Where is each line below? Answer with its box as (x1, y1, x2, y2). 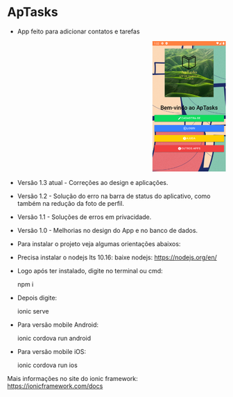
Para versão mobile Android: (17, 321, 99, 329)
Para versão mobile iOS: (17, 347, 87, 355)
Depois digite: (17, 293, 58, 302)
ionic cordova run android (17, 334, 92, 342)
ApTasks (7, 4, 58, 20)
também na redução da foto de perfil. (17, 199, 125, 207)
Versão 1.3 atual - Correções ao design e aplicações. (17, 178, 169, 186)
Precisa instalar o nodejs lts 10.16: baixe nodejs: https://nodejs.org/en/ (17, 253, 217, 261)
